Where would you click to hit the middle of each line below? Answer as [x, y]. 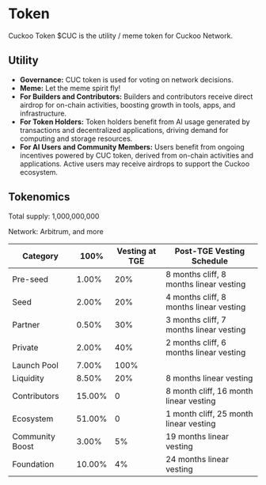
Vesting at [137, 251]
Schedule [209, 260]
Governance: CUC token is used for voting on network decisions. [126, 79]
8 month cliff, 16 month [209, 391]
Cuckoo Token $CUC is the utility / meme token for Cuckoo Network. [121, 36]
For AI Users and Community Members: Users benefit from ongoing [132, 146]
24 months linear [198, 459]
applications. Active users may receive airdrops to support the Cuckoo [135, 164]
